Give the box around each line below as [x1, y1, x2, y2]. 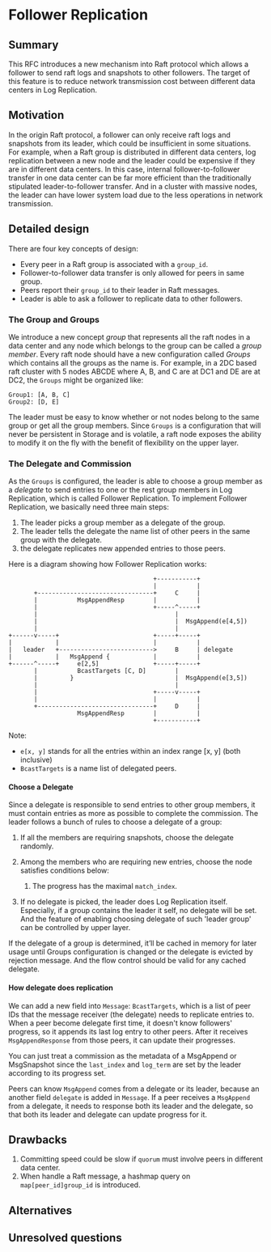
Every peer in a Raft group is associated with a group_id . [19, 259, 209, 269]
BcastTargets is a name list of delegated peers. [19, 763, 177, 773]
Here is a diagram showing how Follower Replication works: [8, 560, 207, 569]
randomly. [19, 841, 54, 851]
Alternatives [8, 1203, 73, 1217]
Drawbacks [8, 1133, 67, 1147]
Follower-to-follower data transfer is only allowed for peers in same [19, 268, 245, 277]
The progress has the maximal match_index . [32, 882, 178, 891]
